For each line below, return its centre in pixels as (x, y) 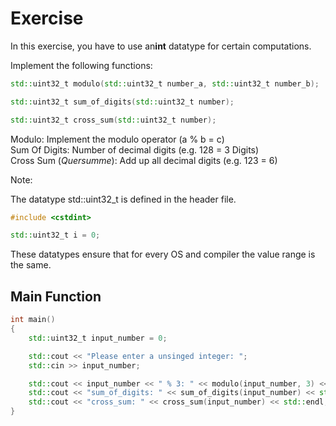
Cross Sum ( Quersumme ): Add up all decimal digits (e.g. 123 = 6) (144, 160)
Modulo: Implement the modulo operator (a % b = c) (117, 139)
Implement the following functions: (81, 65)
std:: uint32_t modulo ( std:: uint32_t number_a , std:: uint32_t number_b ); (165, 83)
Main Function (56, 296)
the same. (31, 265)
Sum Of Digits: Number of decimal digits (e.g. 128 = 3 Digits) (135, 149)
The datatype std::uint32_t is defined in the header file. (123, 199)
